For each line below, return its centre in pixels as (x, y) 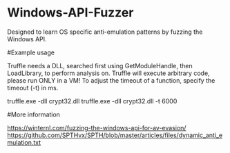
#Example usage (31, 52)
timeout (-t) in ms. (33, 88)
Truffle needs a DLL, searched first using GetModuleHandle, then (100, 65)
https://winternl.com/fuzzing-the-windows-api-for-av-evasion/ (97, 127)
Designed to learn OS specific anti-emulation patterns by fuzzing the (105, 32)
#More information (34, 114)
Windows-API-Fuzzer (70, 13)
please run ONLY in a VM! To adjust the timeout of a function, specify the (111, 80)
